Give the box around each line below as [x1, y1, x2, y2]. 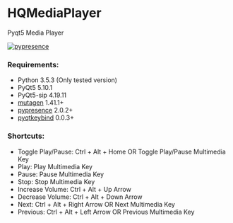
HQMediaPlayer [7, 5, 102, 21]
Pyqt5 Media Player [7, 28, 64, 37]
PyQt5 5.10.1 [17, 84, 53, 92]
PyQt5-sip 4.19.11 [17, 91, 67, 100]
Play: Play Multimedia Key [17, 162, 93, 171]
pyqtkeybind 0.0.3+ [17, 113, 74, 122]
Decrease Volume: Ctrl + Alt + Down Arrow [17, 193, 143, 201]
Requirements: [7, 59, 59, 69]
